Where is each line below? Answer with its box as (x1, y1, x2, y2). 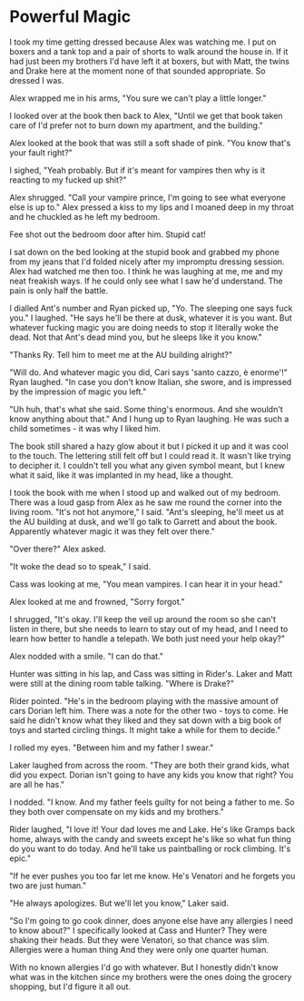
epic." (9, 852, 32, 864)
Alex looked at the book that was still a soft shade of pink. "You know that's (9, 137, 291, 148)
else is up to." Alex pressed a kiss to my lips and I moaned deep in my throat (9, 202, 295, 213)
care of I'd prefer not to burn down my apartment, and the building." (9, 120, 263, 131)
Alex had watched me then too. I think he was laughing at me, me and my (9, 265, 283, 276)
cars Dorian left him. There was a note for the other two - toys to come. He (9, 705, 289, 716)
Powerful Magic (9, 6, 132, 27)
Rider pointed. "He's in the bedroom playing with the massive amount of (9, 695, 279, 706)
